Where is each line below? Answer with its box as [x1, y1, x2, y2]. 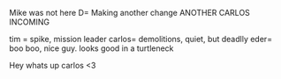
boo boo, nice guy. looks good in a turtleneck [9, 43, 174, 54]
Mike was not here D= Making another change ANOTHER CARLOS [9, 8, 250, 18]
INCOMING [9, 17, 50, 27]
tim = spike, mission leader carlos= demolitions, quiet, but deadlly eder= [9, 34, 272, 44]
